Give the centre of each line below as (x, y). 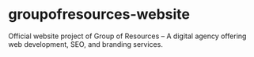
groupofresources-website (99, 14)
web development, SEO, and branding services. (86, 44)
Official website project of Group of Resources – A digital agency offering (127, 36)
